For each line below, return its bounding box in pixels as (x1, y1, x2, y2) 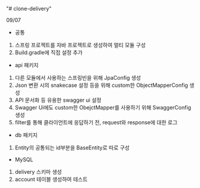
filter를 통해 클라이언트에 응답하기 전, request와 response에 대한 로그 (14, 119, 178, 126)
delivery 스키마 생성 (14, 168, 62, 175)
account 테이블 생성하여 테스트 (14, 176, 88, 183)
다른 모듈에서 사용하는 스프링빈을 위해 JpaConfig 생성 (14, 74, 141, 81)
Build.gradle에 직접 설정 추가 (14, 49, 83, 56)
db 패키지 (14, 131, 38, 139)
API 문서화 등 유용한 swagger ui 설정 (14, 96, 101, 104)
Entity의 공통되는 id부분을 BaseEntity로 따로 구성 (14, 144, 130, 151)
